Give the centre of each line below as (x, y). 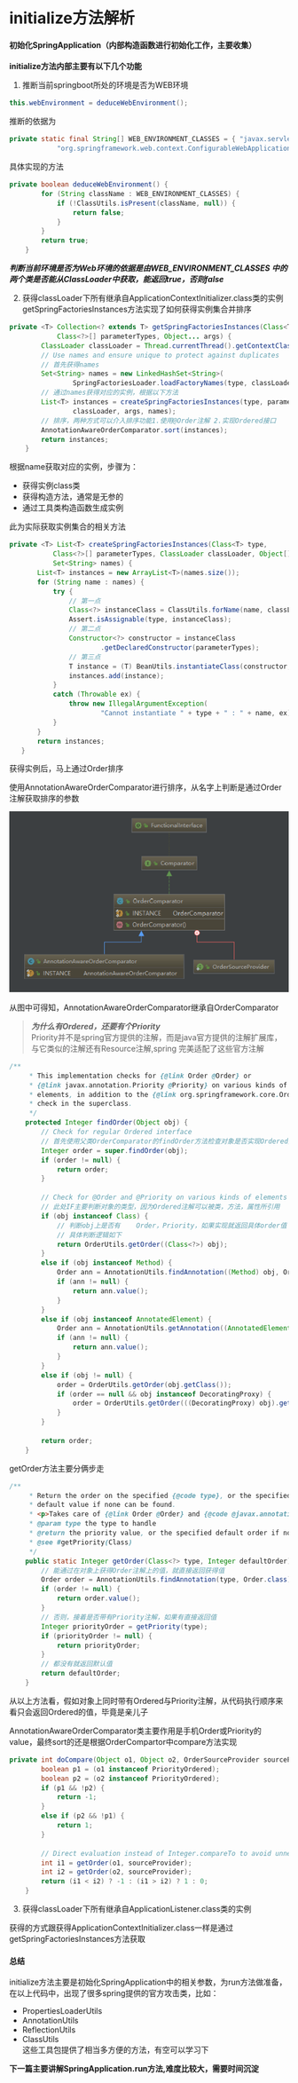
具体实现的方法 (36, 167)
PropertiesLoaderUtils (62, 2011)
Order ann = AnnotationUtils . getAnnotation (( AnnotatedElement (174, 1329)
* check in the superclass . (81, 1104)
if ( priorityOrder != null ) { (97, 1636)
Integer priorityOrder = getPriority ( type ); (125, 1626)
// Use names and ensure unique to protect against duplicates (160, 355)
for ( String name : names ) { (90, 582)
